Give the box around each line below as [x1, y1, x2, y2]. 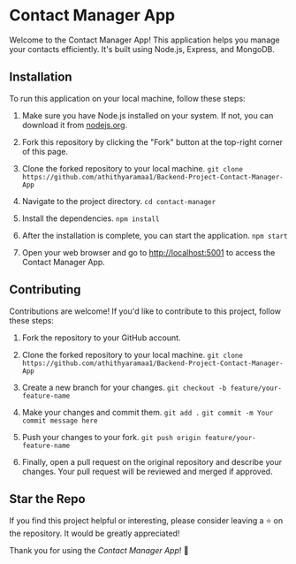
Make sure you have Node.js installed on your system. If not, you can [21, 110, 274, 120]
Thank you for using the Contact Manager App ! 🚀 [9, 545, 189, 556]
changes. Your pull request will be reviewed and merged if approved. [21, 466, 273, 476]
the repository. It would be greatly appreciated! [9, 528, 180, 539]
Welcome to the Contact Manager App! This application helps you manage [9, 34, 280, 45]
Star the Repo [9, 492, 86, 507]
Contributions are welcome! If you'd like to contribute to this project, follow [9, 306, 281, 316]
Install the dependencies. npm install [21, 213, 160, 224]
